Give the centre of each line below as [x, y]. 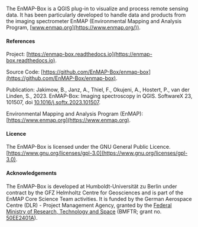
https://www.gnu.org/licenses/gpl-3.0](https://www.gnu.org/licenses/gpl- [98, 153]
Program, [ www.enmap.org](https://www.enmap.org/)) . [73, 27]
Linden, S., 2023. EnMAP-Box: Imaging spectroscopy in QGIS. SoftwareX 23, [99, 96]
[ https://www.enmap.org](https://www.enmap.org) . [69, 120]
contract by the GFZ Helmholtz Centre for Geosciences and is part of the [95, 193]
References [21, 41]
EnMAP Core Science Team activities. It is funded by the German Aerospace [99, 199]
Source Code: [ [25, 72]
